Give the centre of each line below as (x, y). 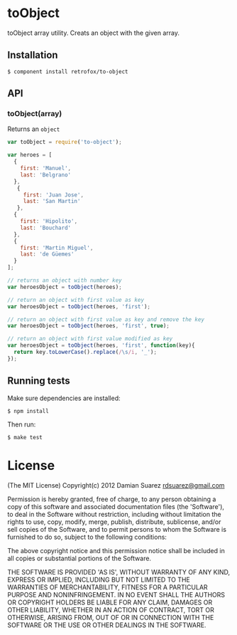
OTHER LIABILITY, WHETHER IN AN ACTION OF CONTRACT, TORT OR (111, 609)
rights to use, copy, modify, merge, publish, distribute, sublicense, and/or (114, 522)
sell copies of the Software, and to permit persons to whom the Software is (117, 529)
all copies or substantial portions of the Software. (79, 558)
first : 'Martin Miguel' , (57, 248)
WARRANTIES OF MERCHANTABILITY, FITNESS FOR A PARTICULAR (108, 587)
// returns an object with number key (65, 280)
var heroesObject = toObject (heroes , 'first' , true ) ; (89, 326)
